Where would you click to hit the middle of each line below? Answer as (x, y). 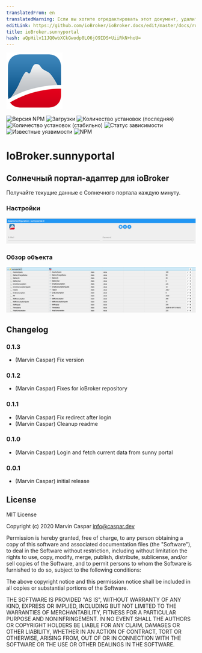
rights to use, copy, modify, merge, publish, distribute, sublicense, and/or (97, 557)
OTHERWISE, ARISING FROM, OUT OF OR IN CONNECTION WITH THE (94, 638)
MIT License (22, 514)
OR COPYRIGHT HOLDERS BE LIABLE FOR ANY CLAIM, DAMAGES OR (93, 625)
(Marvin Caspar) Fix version (49, 360)
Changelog (27, 329)
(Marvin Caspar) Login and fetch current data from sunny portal (94, 452)
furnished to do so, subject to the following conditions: (74, 570)
